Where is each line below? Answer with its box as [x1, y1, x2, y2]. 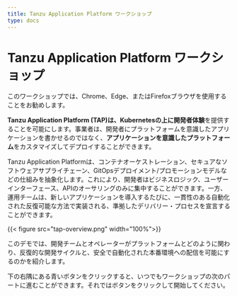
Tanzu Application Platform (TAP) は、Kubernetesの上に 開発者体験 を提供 [7, 116, 224, 125]
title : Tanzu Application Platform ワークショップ [7, 10, 152, 18]
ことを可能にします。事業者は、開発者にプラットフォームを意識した [13, 125, 212, 133]
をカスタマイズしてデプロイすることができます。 [13, 142, 156, 151]
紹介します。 [31, 257, 69, 266]
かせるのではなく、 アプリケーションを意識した [50, 134, 187, 142]
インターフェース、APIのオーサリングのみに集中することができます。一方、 [7, 184, 227, 193]
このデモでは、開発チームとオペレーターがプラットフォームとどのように [7, 239, 218, 248]
